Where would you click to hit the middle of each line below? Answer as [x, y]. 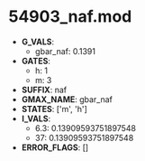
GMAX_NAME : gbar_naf [67, 99]
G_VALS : [38, 42]
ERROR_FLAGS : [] [55, 147]
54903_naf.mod [70, 17]
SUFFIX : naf [44, 90]
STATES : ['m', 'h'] [54, 109]
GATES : [36, 61]
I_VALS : [36, 118]
